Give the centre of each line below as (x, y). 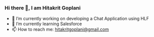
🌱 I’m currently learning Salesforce (47, 24)
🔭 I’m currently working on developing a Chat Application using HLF (80, 19)
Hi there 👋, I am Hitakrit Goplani (43, 8)
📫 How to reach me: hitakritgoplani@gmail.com (60, 30)
